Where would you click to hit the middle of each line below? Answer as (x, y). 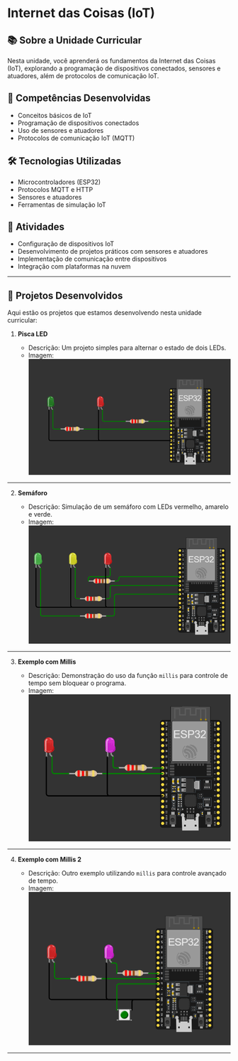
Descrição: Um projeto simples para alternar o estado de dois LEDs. (127, 348)
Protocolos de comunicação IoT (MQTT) (76, 138)
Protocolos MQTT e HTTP (55, 189)
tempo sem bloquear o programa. (77, 683)
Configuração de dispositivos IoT (66, 244)
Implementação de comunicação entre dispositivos (92, 259)
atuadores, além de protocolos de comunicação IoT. (83, 76)
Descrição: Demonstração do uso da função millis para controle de (128, 676)
